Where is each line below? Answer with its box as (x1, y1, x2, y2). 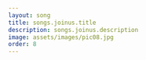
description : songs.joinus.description (8, 26, 139, 34)
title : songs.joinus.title (8, 19, 97, 26)
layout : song (8, 11, 51, 19)
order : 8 (8, 41, 37, 48)
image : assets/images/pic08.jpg (8, 33, 114, 41)
